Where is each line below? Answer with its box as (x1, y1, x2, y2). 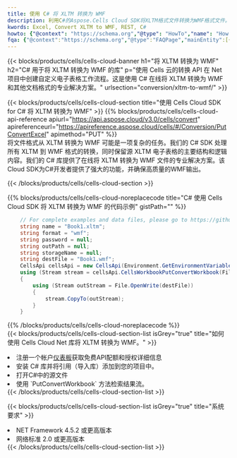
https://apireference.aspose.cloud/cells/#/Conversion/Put (59, 123, 227, 131)
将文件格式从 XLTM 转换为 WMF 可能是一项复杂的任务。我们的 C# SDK (7, 138, 213, 147)
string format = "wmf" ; (20, 229, 90, 236)
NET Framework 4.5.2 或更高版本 (16, 426, 112, 435)
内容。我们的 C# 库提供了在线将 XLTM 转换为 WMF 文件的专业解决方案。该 (7, 156, 226, 164)
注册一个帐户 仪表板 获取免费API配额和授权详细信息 (16, 354, 162, 362)
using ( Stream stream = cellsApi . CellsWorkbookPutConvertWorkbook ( (20, 269, 222, 276)
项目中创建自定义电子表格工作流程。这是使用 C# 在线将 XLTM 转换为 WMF (7, 75, 224, 83)
